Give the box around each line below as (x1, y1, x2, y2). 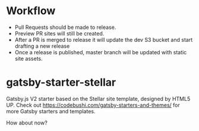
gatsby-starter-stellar (6, 76, 116, 89)
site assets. (14, 55, 43, 62)
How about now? (6, 119, 48, 126)
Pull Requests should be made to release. (14, 24, 116, 31)
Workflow (6, 4, 56, 18)
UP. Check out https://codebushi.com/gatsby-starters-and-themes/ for (6, 101, 180, 109)
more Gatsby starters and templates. (6, 107, 96, 114)
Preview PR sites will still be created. (14, 30, 105, 37)
